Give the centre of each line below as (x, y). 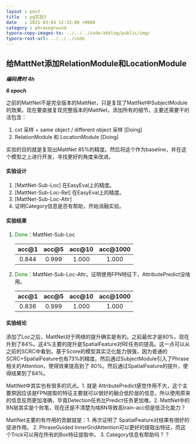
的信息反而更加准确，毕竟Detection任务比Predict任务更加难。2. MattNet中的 (98, 400)
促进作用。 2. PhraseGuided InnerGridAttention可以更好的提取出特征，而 (93, 428)
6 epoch (16, 91)
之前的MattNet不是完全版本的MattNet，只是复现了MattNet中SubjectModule (97, 102)
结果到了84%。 (30, 373)
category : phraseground (36, 28)
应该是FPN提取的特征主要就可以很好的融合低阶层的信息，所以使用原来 (106, 393)
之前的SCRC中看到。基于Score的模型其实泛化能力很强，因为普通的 (87, 352)
